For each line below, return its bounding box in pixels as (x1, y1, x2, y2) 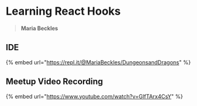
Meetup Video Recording (6, 77, 104, 87)
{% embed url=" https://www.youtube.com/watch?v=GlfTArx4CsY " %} (6, 93, 183, 100)
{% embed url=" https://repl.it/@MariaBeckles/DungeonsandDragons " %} (6, 58, 191, 66)
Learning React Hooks (6, 4, 121, 18)
